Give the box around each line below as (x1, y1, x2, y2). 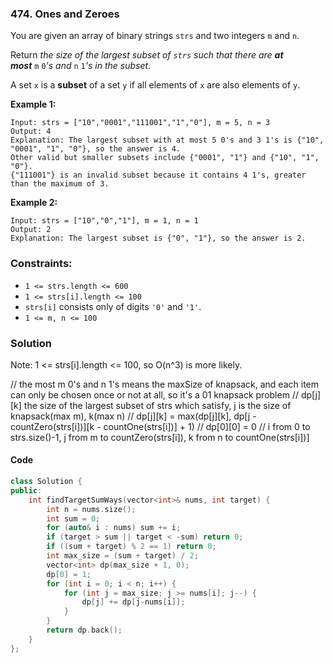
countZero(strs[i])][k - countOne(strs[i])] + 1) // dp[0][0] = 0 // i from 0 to (10, 420, 311, 432)
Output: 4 (10, 127, 52, 137)
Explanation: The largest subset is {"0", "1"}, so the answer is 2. (10, 233, 307, 244)
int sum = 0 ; (46, 513, 101, 524)
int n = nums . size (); (46, 504, 137, 514)
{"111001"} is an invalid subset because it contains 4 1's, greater (10, 170, 307, 181)
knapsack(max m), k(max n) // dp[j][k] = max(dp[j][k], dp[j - (10, 410, 257, 422)
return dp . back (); (46, 625, 123, 636)
